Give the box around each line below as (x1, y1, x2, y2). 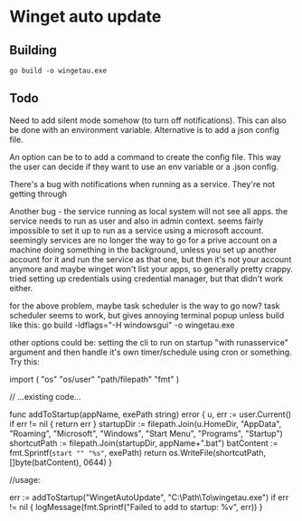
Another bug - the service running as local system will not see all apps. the (9, 205, 288, 216)
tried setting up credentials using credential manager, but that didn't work (9, 273, 283, 284)
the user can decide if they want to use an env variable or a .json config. (9, 161, 278, 172)
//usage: (9, 474, 41, 485)
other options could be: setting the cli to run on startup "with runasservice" (9, 336, 289, 347)
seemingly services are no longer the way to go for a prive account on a (9, 234, 278, 245)
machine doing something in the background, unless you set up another (9, 244, 278, 255)
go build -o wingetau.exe (9, 66, 107, 75)
